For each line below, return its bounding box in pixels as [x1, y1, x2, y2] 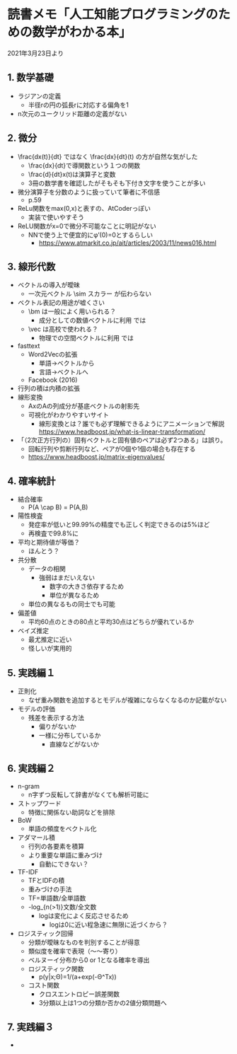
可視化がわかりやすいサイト [28, 411, 110, 419]
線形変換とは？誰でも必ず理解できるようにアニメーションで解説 [38, 419, 225, 428]
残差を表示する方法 [28, 714, 85, 722]
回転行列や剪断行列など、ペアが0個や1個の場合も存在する [28, 445, 196, 453]
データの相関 [28, 564, 66, 573]
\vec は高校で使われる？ [28, 325, 98, 333]
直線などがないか [49, 740, 100, 748]
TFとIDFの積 [28, 876, 65, 884]
